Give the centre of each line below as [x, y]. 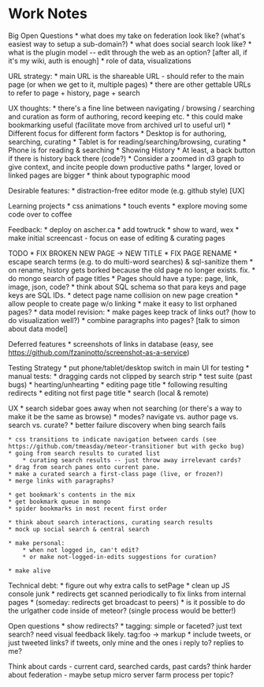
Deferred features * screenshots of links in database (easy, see [111, 343]
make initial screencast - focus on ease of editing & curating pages [117, 238]
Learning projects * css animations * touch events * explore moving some [128, 205]
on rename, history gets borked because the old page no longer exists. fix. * [132, 270]
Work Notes [48, 14]
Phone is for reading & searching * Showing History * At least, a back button [132, 150]
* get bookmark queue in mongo [59, 501]
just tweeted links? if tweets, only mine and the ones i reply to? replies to [126, 642]
